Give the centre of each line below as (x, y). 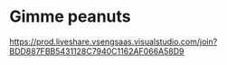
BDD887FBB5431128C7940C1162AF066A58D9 (97, 51)
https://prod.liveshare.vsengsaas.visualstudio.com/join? (113, 42)
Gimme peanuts (70, 17)
